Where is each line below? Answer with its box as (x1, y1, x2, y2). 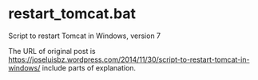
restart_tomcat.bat (8, 5, 137, 23)
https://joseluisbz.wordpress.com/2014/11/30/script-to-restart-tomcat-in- (8, 55, 250, 64)
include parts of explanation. (42, 63, 137, 72)
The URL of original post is (8, 46, 96, 55)
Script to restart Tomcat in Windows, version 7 (8, 31, 161, 40)
